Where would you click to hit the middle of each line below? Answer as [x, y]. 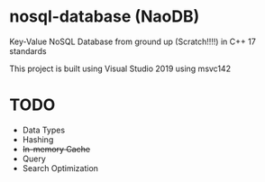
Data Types [44, 130]
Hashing [38, 139]
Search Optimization [60, 168]
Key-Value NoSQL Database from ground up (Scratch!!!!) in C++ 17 [133, 41]
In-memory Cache [56, 149]
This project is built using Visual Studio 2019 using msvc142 [120, 68]
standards [28, 50]
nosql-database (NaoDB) [105, 17]
